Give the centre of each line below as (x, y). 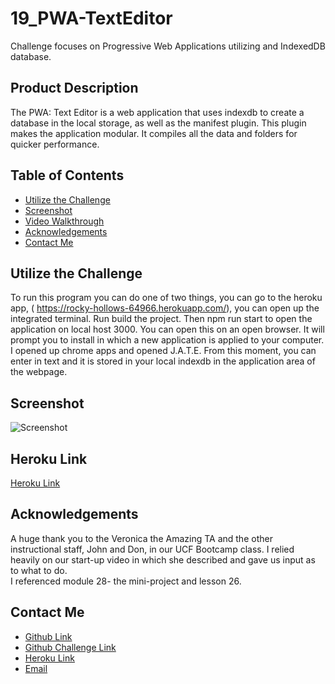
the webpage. (39, 372)
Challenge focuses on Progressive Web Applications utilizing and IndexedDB (168, 46)
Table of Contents (67, 175)
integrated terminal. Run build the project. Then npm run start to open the (161, 319)
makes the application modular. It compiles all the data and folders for (154, 133)
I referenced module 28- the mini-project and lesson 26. (126, 581)
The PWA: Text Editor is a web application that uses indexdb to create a (157, 112)
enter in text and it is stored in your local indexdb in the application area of (163, 361)
